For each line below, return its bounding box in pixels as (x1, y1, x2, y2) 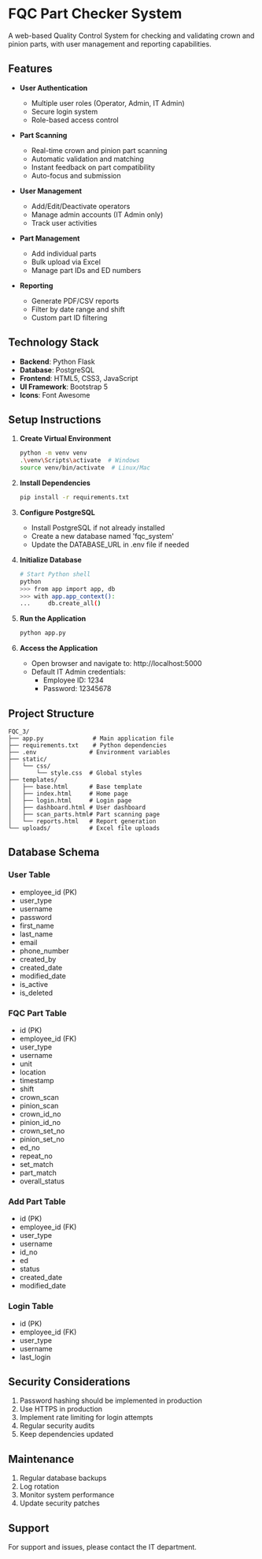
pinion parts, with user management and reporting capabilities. (8, 39, 212, 48)
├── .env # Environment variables (8, 748, 171, 756)
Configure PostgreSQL (19, 507, 96, 517)
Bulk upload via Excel (31, 257, 101, 267)
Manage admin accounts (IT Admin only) (31, 210, 164, 219)
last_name (19, 929, 54, 939)
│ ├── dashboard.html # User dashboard (8, 803, 146, 811)
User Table (8, 869, 51, 880)
